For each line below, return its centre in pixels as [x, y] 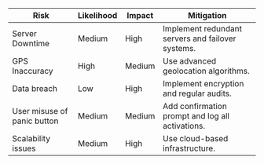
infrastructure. [189, 148]
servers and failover [199, 38]
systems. [179, 48]
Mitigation [207, 15]
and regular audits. [197, 93]
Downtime [31, 44]
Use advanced [189, 61]
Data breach [35, 88]
